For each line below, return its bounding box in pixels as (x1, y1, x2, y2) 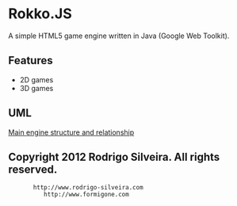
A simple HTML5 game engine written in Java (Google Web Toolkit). (8, 31, 230, 40)
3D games (19, 83, 54, 93)
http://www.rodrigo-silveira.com (32, 184, 144, 192)
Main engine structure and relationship (8, 128, 135, 137)
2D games (19, 74, 54, 84)
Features (8, 54, 53, 67)
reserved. (8, 162, 58, 176)
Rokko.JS (8, 5, 73, 23)
